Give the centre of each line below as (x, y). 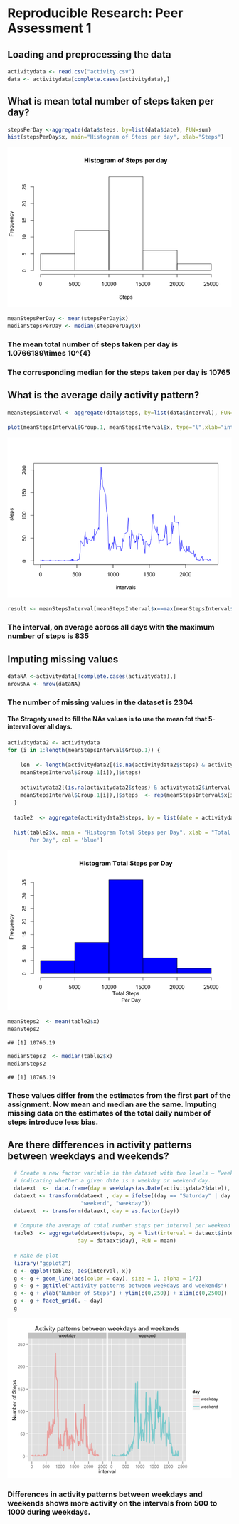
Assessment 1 (49, 28)
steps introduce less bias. (53, 1122)
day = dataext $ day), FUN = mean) (127, 1241)
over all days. (52, 726)
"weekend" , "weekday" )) (116, 1203)
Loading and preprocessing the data (89, 54)
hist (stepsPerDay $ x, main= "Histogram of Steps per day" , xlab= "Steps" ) (116, 137)
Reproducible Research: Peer (95, 13)
